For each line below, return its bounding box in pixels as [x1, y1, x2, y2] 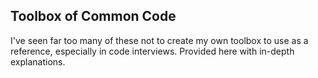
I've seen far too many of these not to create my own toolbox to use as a [10, 34, 309, 46]
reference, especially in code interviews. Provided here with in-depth [10, 45, 295, 57]
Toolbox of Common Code [10, 8, 177, 25]
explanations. [10, 55, 66, 68]
